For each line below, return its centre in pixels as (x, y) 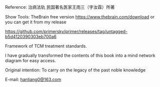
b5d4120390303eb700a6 (31, 36)
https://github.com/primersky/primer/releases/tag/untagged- (66, 31)
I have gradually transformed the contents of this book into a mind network (80, 55)
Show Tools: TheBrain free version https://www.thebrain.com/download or (80, 17)
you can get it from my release (36, 22)
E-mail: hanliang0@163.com (33, 79)
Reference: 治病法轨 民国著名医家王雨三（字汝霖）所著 (60, 7)
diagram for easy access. (30, 61)
